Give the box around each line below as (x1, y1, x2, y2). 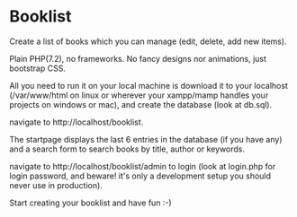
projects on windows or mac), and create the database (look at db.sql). (9, 99, 273, 109)
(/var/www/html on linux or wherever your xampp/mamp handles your (9, 90, 269, 100)
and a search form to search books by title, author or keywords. (9, 143, 246, 154)
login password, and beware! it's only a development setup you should (9, 170, 272, 181)
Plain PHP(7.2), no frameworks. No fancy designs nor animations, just (9, 53, 267, 64)
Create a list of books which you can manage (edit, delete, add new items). (9, 36, 287, 47)
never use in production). (9, 179, 103, 190)
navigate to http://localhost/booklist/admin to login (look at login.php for (9, 161, 276, 171)
